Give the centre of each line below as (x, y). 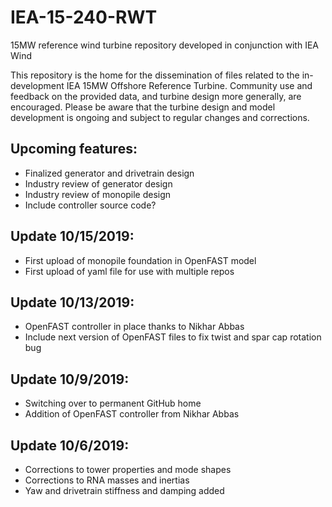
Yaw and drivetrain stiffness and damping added (124, 490)
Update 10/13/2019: (72, 302)
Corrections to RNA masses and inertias (107, 480)
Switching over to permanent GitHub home (113, 403)
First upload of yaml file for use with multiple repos (129, 271)
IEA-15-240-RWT (84, 17)
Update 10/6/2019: (70, 445)
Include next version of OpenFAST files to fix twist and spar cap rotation (173, 337)
